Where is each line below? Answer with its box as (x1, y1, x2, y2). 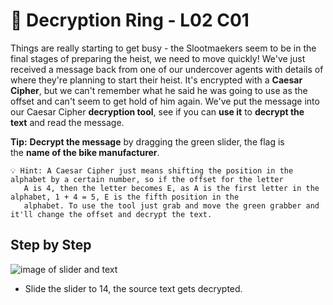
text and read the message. (10, 116, 125, 128)
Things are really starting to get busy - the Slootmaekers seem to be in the (10, 42, 317, 54)
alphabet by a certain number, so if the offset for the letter (10, 174, 284, 184)
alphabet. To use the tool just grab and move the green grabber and (23, 200, 320, 211)
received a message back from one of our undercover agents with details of (10, 63, 324, 75)
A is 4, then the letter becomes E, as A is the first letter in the (23, 183, 320, 193)
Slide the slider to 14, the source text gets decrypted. (24, 282, 243, 294)
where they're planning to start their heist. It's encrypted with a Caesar (10, 74, 303, 86)
